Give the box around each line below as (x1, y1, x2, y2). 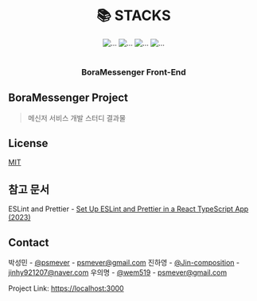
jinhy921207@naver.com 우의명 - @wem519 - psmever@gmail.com (8, 268, 228, 277)
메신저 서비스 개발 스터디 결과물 (27, 113, 126, 122)
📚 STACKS (96, 6, 171, 25)
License (8, 137, 49, 150)
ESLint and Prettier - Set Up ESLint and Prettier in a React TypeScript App (8, 204, 249, 214)
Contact (8, 236, 49, 249)
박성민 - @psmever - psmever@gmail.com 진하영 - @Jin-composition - (8, 258, 240, 268)
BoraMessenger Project (8, 91, 129, 105)
